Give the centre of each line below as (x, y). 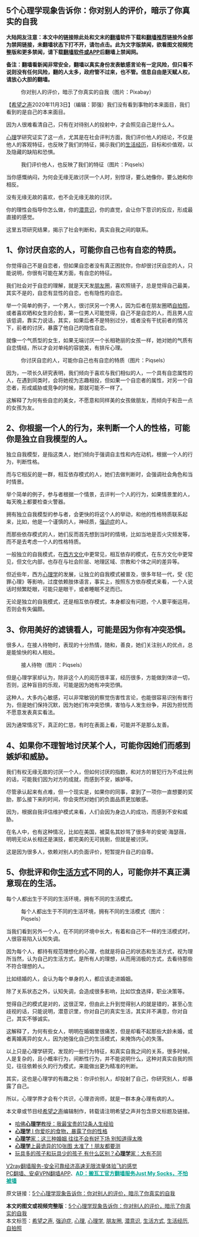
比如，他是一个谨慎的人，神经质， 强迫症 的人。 (73, 522)
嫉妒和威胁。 (30, 756)
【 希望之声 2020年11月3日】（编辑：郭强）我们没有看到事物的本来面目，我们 (98, 104)
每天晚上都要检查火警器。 (37, 502)
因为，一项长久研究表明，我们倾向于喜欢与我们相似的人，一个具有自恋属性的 (99, 372)
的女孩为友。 (22, 407)
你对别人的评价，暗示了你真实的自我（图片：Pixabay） (88, 92)
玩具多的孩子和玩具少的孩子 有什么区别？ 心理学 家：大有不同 (88, 1153)
